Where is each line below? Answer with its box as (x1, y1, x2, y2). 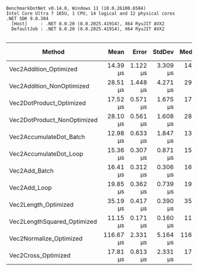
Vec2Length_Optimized (9, 201, 74, 209)
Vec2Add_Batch (9, 167, 54, 174)
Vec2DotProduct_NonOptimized (9, 116, 98, 124)
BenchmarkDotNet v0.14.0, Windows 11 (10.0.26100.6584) (6, 5, 146, 11)
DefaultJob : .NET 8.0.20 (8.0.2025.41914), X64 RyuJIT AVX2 (11, 26, 165, 32)
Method (42, 48, 65, 56)
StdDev (153, 48, 174, 56)
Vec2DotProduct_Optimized (9, 99, 87, 107)
